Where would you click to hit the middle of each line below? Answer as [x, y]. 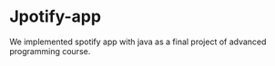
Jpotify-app [56, 17]
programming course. [50, 51]
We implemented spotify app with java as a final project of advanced [138, 42]
